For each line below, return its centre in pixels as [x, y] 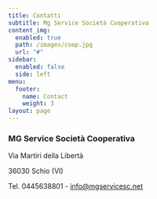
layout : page [29, 111]
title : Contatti [35, 15]
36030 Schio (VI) [36, 171]
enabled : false [40, 67]
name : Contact [45, 96]
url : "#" [29, 52]
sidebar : [22, 60]
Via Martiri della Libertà [46, 156]
